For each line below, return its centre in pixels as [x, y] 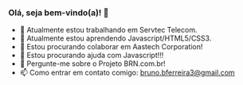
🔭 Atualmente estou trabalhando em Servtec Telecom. [108, 30]
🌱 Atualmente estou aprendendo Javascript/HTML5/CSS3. [116, 38]
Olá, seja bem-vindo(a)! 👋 [59, 13]
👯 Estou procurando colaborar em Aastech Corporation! [111, 47]
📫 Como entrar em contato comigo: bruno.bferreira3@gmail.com [127, 73]
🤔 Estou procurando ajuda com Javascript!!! [92, 56]
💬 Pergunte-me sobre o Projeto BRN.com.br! [92, 64]
